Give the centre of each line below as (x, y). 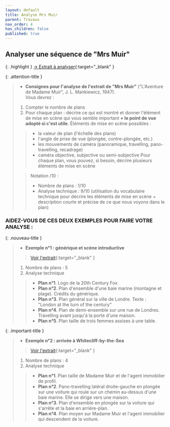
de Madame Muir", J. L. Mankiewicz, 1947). (70, 92)
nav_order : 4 (19, 24)
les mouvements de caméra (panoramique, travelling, (94, 144)
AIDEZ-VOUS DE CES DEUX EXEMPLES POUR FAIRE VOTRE (79, 220)
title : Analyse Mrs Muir (31, 15)
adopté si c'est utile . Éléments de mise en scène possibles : (88, 123)
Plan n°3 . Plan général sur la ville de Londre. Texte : (92, 299)
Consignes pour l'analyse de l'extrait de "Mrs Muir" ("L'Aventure (94, 86)
